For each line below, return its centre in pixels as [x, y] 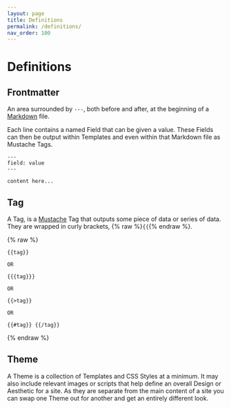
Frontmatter [33, 92]
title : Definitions [35, 20]
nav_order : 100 [29, 33]
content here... [30, 181]
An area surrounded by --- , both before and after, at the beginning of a [108, 109]
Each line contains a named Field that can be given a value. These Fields [110, 130]
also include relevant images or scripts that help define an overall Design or [114, 383]
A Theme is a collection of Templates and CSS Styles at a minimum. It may [113, 376]
